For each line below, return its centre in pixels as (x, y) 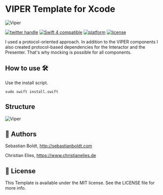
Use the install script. (27, 83)
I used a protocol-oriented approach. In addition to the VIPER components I (81, 42)
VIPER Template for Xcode (60, 9)
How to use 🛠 (27, 68)
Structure (20, 107)
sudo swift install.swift (32, 92)
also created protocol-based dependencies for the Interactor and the (75, 47)
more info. (16, 188)
